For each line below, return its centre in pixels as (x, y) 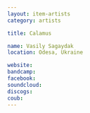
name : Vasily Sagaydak (40, 46)
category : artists (34, 20)
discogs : (20, 91)
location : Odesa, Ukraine (45, 53)
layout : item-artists (39, 14)
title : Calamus (30, 33)
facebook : (22, 78)
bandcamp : (22, 72)
